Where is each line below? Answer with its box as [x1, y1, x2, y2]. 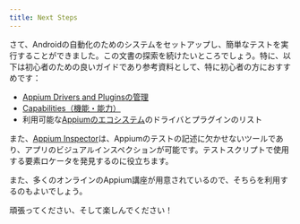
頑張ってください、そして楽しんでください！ [9, 204, 173, 215]
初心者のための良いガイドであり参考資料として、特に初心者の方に [24, 61, 268, 72]
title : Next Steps [9, 13, 78, 22]
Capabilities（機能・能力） [21, 102, 121, 113]
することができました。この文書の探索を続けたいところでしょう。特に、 [16, 50, 284, 61]
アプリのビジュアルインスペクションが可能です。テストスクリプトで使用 [24, 144, 289, 155]
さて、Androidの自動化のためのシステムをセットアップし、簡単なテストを [9, 39, 281, 49]
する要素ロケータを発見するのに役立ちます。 [9, 155, 174, 166]
